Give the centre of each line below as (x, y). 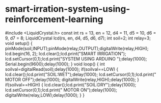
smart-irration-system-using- (67, 9)
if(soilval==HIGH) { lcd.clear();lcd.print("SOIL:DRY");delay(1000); (71, 84)
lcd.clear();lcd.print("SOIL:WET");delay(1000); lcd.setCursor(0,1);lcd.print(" (81, 74)
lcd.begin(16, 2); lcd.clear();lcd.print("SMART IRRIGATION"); (66, 53)
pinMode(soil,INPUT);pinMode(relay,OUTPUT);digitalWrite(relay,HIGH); (77, 48)
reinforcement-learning (54, 19)
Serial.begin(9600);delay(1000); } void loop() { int (55, 64)
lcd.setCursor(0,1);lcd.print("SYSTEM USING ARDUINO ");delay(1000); (76, 59)
